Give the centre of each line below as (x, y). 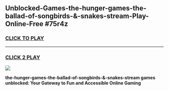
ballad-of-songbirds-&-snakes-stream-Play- (77, 16)
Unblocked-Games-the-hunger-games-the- (76, 8)
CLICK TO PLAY (25, 38)
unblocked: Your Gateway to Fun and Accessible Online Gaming (73, 83)
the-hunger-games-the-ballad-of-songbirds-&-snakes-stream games (80, 77)
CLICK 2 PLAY (23, 57)
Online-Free (24, 24)
